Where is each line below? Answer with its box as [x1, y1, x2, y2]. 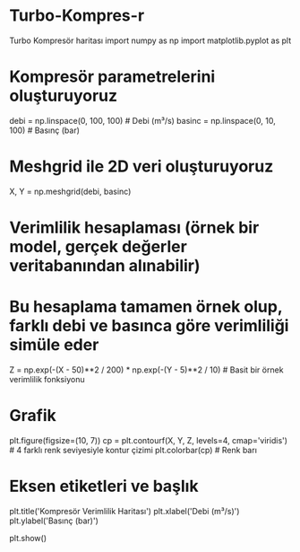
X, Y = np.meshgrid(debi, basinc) [9, 186, 132, 197]
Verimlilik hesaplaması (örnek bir [9, 217, 260, 238]
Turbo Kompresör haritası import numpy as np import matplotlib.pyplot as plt [9, 35, 292, 46]
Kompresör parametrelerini [9, 66, 216, 87]
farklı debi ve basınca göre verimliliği [9, 316, 289, 337]
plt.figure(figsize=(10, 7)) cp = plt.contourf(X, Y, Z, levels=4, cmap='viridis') [9, 434, 288, 445]
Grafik [9, 406, 56, 426]
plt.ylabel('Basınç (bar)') [9, 515, 99, 526]
